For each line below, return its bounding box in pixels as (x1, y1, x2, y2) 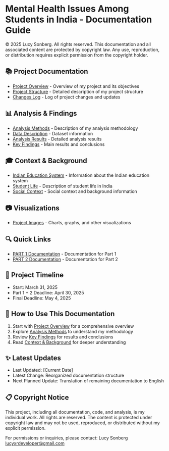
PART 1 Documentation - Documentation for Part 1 (12, 251, 117, 257)
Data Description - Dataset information (12, 130, 93, 136)
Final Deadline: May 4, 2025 (12, 295, 71, 301)
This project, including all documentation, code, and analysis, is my (5, 409, 145, 415)
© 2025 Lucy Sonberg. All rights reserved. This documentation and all (5, 41, 151, 47)
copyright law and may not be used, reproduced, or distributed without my (5, 420, 160, 426)
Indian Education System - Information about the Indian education (12, 172, 150, 178)
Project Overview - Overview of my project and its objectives (12, 83, 140, 89)
